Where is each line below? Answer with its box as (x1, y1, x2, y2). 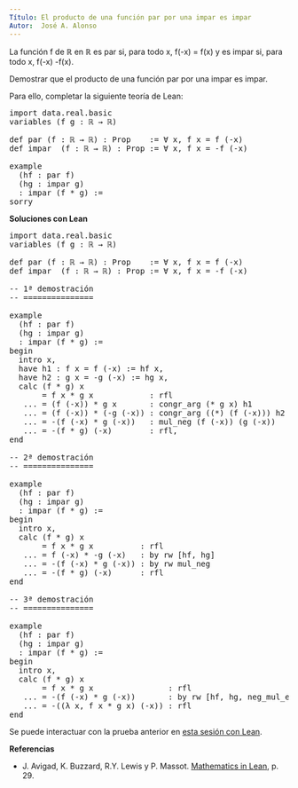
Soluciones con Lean (9, 213, 89, 224)
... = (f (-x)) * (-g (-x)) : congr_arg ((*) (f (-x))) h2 (23, 407, 286, 418)
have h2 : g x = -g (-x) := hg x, (18, 372, 169, 382)
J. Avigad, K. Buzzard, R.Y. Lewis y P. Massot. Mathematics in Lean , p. (21, 760, 279, 771)
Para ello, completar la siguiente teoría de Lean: (9, 91, 184, 101)
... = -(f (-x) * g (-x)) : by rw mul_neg (23, 558, 211, 569)
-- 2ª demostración (9, 452, 94, 462)
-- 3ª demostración (9, 594, 94, 604)
